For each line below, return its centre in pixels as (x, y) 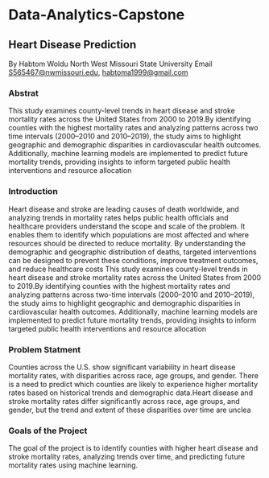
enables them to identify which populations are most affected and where (129, 234)
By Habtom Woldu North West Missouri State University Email (111, 64)
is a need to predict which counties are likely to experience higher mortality (133, 384)
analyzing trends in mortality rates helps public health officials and (118, 217)
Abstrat (23, 93)
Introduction (33, 192)
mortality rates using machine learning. (73, 465)
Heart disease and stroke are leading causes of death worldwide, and (124, 209)
